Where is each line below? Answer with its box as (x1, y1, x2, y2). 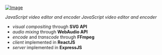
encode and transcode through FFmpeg (12, 34, 94, 40)
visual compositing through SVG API (12, 24, 87, 29)
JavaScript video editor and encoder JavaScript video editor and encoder (5, 14, 157, 20)
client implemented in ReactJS (12, 39, 76, 45)
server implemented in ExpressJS (12, 45, 82, 50)
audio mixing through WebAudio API (12, 29, 88, 34)
